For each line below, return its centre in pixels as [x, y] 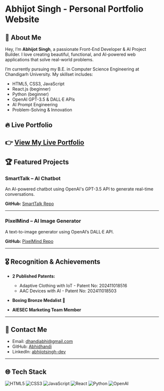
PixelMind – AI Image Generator [43, 221]
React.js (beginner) [31, 89]
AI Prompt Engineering [35, 104]
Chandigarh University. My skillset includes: [49, 74]
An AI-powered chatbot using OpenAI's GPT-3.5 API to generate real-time [79, 189]
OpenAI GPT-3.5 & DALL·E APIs [43, 99]
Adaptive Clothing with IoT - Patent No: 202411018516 [73, 285]
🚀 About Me [23, 37]
